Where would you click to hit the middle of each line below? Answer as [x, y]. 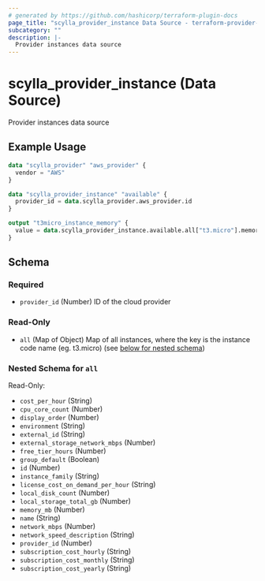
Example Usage [47, 147]
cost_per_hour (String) [56, 401]
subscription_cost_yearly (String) [75, 568]
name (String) [40, 518]
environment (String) [52, 426]
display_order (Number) [60, 418]
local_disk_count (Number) [65, 493]
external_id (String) [52, 434]
